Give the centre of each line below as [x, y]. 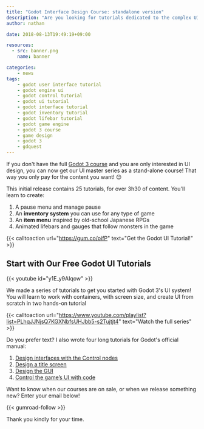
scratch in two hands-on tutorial [46, 303]
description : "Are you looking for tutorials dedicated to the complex [99, 18]
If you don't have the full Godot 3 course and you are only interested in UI [98, 164]
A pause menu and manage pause [58, 207]
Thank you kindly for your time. [45, 419]
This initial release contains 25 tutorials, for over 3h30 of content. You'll [96, 189]
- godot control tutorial [50, 96]
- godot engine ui [40, 90]
